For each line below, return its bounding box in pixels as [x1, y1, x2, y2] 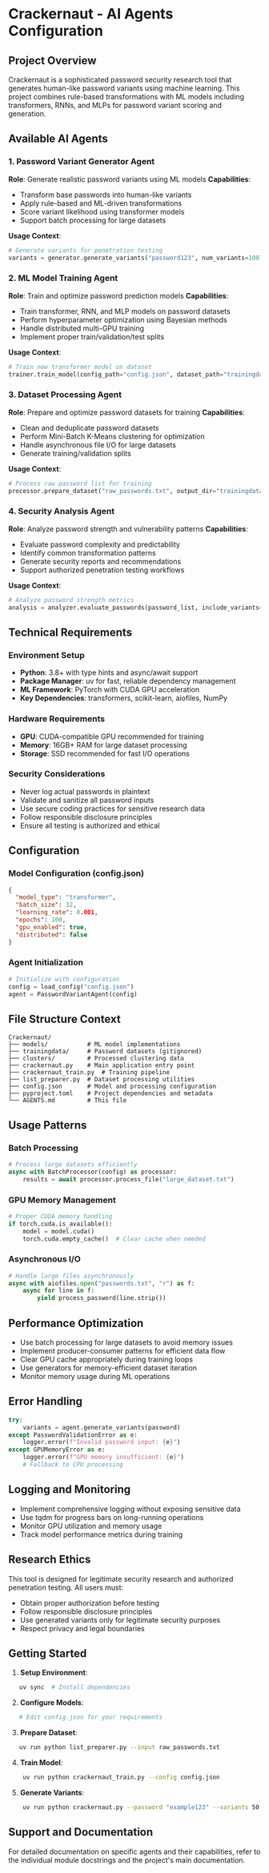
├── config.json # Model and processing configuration [8, 1082, 217, 1091]
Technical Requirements [8, 625, 133, 639]
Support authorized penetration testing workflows [19, 565, 185, 575]
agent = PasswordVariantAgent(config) [8, 990, 138, 998]
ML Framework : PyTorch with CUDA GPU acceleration [19, 685, 200, 695]
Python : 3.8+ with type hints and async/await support [19, 668, 199, 677]
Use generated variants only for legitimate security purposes [19, 1614, 221, 1625]
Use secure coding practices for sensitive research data [19, 804, 206, 813]
